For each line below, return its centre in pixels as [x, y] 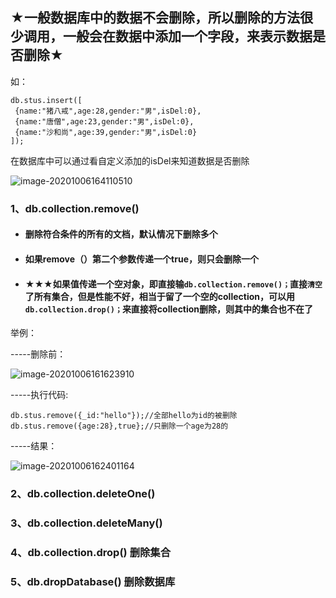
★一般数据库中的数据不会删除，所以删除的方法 [155, 18]
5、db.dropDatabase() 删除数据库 [93, 581]
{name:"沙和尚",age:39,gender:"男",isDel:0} [106, 132]
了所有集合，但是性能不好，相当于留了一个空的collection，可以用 [160, 296]
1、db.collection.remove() [75, 208]
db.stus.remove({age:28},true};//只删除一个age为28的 [119, 426]
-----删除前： [38, 354]
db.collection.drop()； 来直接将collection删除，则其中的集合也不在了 [169, 309]
